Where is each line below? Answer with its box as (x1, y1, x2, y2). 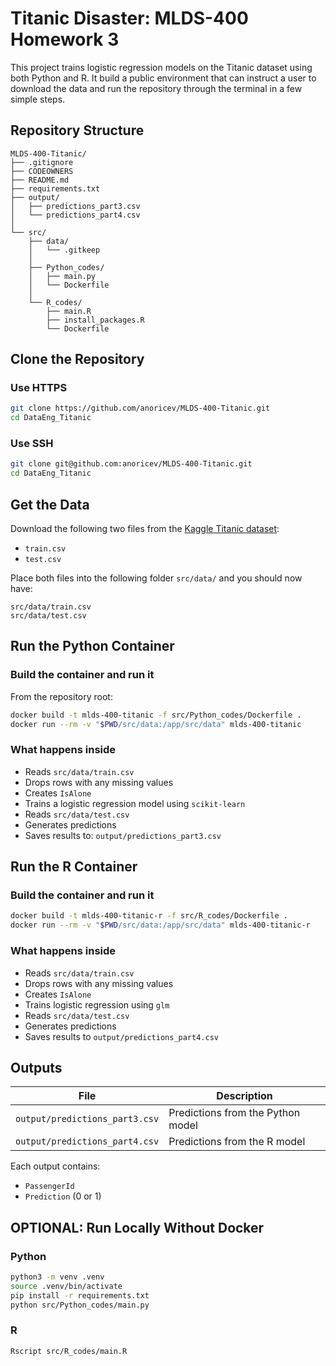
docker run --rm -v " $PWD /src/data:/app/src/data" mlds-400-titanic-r (10, 920, 311, 931)
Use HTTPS (10, 381, 68, 395)
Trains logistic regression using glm (24, 998, 170, 1011)
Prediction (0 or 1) (24, 1190, 102, 1202)
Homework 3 (10, 28, 120, 51)
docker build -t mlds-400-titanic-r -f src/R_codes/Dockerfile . (10, 911, 288, 921)
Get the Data (10, 496, 90, 513)
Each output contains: (10, 1160, 101, 1172)
